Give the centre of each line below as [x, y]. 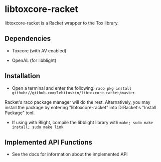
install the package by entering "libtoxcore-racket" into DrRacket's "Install [80, 107]
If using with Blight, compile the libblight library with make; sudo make [82, 122]
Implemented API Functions [49, 142]
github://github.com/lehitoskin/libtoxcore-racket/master [73, 93]
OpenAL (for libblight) [34, 60]
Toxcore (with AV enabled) [39, 50]
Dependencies [28, 39]
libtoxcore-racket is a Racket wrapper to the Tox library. [62, 23]
